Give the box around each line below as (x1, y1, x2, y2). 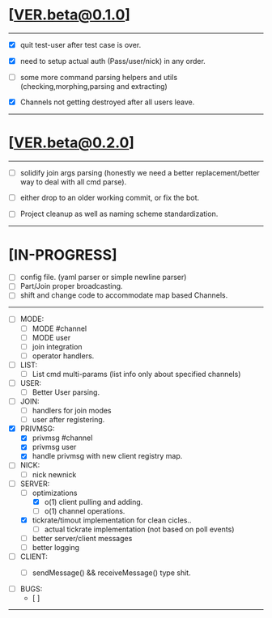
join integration (32, 341, 83, 351)
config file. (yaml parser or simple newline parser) (19, 273, 187, 282)
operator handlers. (32, 350, 95, 361)
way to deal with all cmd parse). (19, 177, 127, 187)
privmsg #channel (32, 433, 93, 442)
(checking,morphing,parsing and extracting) (19, 82, 168, 91)
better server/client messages (32, 533, 133, 543)
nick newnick (32, 469, 77, 479)
